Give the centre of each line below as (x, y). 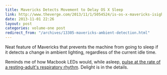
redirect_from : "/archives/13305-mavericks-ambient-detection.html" (78, 33)
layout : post (19, 24)
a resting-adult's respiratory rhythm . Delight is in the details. (67, 67)
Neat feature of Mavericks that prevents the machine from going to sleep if (82, 47)
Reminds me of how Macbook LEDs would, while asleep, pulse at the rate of (83, 62)
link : (11, 14)
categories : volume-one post (35, 28)
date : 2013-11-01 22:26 (30, 19)
